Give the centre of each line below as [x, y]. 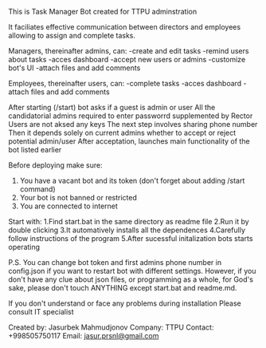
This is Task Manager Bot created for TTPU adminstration [103, 12]
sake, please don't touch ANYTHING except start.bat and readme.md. [123, 288]
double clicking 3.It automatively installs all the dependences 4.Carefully [127, 230]
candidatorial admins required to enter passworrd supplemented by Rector [131, 116]
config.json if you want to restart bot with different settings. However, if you [132, 271]
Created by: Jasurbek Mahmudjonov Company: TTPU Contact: [111, 327]
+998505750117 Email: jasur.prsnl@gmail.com [84, 336]
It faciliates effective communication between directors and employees [125, 27]
